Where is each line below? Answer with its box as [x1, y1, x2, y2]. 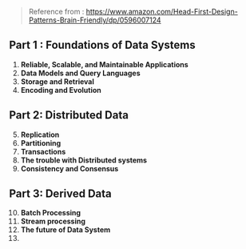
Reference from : [28, 7, 85, 16]
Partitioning [20, 138, 61, 147]
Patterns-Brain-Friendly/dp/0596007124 [28, 15, 162, 25]
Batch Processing [20, 208, 81, 218]
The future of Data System [20, 225, 111, 235]
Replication [20, 130, 60, 139]
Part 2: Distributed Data [9, 108, 129, 122]
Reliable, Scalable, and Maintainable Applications [20, 59, 188, 69]
